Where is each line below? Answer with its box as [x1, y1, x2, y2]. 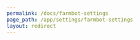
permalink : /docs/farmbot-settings [6, 9, 109, 17]
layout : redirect [6, 22, 57, 29]
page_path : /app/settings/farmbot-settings [6, 16, 134, 23]
